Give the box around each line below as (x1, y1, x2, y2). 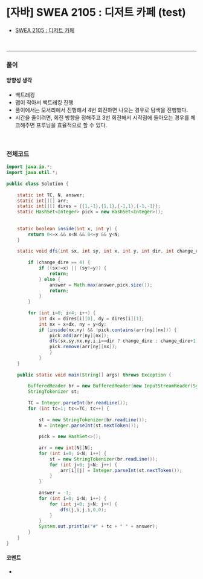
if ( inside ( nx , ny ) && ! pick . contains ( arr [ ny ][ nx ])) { (38, 327, 177, 333)
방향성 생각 (6, 77, 32, 84)
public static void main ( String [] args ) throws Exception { (17, 372, 172, 378)
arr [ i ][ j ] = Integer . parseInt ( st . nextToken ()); (60, 467, 182, 473)
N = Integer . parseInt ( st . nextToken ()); (38, 422, 139, 429)
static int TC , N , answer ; (17, 192, 85, 198)
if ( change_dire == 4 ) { (28, 259, 91, 266)
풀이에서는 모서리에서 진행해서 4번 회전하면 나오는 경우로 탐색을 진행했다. (14, 106, 188, 114)
